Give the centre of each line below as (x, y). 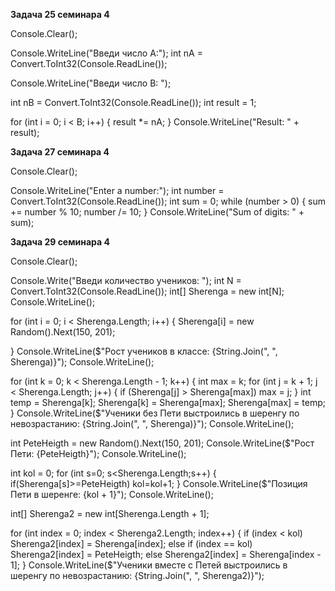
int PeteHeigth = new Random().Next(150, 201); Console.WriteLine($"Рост (162, 443)
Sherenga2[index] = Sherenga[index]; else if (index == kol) (131, 543)
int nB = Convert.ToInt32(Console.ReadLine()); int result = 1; (133, 102)
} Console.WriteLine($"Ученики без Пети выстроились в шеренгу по (155, 413)
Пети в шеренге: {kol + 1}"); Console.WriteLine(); (112, 494)
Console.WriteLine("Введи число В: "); (91, 83)
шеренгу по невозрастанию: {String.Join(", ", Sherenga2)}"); (137, 575)
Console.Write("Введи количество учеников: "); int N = (126, 280)
